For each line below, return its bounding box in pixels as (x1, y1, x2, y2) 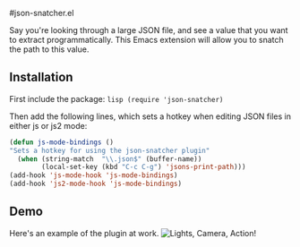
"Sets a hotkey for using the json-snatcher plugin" (9, 146, 210, 155)
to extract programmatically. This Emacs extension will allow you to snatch (9, 35, 284, 45)
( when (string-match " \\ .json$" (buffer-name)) (17, 154, 202, 164)
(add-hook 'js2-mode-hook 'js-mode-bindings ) (9, 179, 182, 189)
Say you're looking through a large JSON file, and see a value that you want (9, 25, 288, 35)
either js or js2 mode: (9, 120, 88, 131)
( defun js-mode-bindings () (9, 138, 115, 147)
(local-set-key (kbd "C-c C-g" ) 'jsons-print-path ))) (41, 163, 246, 172)
